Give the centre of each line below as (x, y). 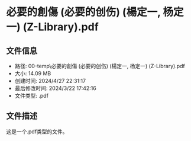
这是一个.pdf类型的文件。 (37, 132)
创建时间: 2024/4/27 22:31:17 (50, 81)
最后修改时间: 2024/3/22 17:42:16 (55, 88)
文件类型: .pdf (32, 96)
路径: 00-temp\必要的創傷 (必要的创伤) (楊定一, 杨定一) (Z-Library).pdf (100, 66)
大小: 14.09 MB (33, 73)
